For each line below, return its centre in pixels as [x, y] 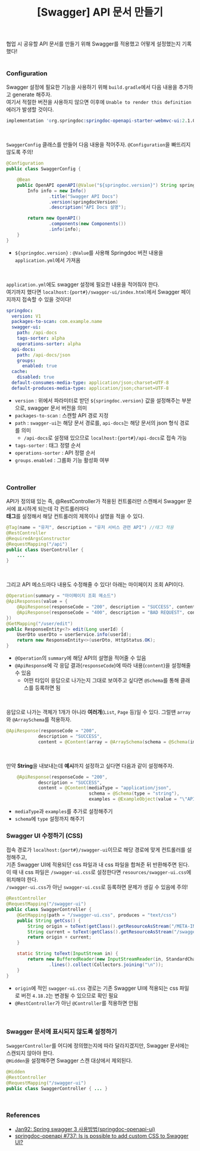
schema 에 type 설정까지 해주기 [50, 819]
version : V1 [26, 316]
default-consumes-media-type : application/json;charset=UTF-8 [90, 383]
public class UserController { [45, 550]
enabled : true [40, 366]
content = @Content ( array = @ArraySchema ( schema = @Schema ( [114, 742]
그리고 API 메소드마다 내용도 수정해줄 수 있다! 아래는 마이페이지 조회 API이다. [95, 584]
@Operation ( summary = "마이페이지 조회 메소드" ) [61, 596]
